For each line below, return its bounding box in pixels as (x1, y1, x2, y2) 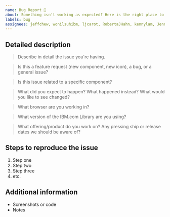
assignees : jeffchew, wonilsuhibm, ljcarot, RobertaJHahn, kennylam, (5, 21, 155, 27)
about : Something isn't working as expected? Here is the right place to (5, 12, 164, 17)
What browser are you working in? (17, 104, 90, 110)
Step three (12, 168, 35, 174)
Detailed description (5, 40, 71, 49)
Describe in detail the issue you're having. (17, 54, 105, 60)
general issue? (17, 69, 49, 75)
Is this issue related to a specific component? (17, 79, 112, 85)
